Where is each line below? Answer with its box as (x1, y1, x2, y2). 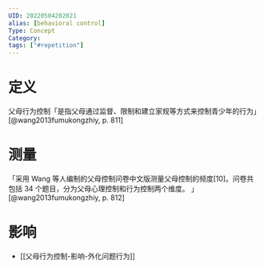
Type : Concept (8, 26, 56, 34)
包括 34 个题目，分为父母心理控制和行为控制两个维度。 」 (8, 184, 198, 193)
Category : (8, 34, 42, 42)
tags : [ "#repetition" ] (8, 42, 84, 50)
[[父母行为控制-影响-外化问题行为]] (19, 251, 136, 261)
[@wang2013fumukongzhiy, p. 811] (8, 115, 124, 125)
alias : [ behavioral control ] (8, 19, 106, 27)
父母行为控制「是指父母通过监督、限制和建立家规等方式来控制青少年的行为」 (8, 106, 261, 116)
